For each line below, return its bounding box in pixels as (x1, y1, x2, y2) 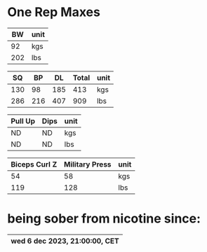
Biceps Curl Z (11, 159, 58, 169)
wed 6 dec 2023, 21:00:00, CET (11, 236, 119, 246)
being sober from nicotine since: (7, 211, 201, 227)
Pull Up (11, 116, 36, 126)
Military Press (64, 159, 112, 169)
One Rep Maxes (7, 4, 100, 20)
